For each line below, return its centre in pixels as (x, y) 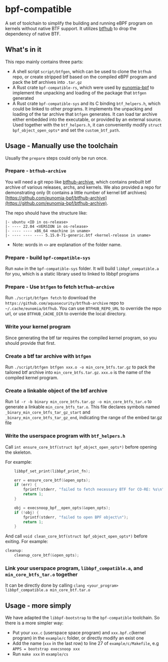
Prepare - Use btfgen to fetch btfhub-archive (60, 287)
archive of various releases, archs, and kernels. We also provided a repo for (83, 187)
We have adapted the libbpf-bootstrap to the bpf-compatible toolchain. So (82, 618)
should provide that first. (30, 343)
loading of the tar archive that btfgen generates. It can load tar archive (85, 114)
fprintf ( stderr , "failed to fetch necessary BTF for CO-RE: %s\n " (94, 490)
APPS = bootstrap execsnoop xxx (46, 649)
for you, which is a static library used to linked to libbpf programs (72, 274)
